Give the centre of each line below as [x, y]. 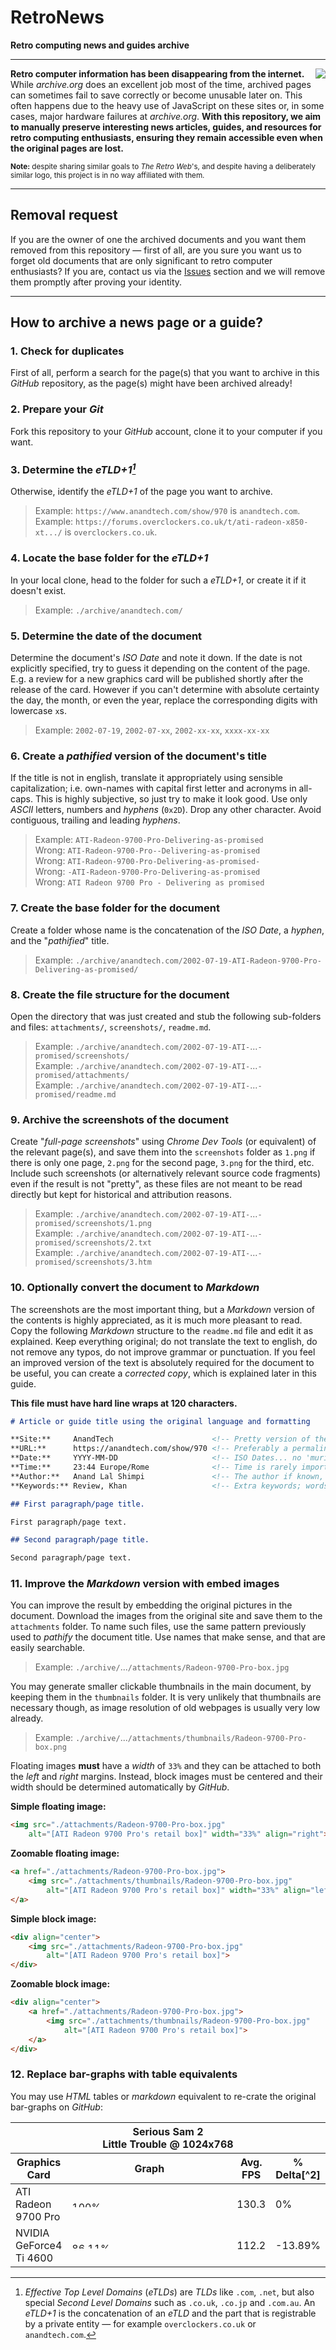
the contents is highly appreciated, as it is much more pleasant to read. [156, 1320]
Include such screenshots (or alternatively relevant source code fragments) [166, 1173]
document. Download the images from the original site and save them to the [166, 1616]
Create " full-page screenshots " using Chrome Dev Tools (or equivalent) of [163, 1142]
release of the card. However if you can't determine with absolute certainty [165, 690]
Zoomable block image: [60, 1984]
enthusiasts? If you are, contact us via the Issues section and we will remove [168, 271]
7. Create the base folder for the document [115, 908]
